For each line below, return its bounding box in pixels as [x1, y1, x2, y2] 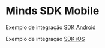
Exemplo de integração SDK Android [5, 24, 96, 31]
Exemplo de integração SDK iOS [5, 35, 85, 42]
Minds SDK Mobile [5, 4, 100, 18]
